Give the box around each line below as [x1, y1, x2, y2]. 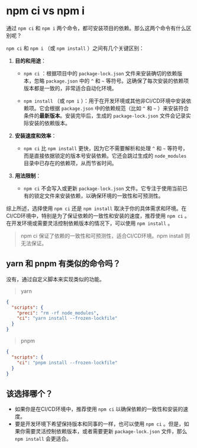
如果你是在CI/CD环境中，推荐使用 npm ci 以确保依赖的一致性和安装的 [14, 405, 183, 413]
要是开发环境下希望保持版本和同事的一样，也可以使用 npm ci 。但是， [14, 420, 185, 428]
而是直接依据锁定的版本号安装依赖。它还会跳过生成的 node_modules [23, 152, 187, 159]
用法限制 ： [14, 172, 41, 179]
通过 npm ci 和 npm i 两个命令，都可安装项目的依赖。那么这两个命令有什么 [6, 24, 186, 31]
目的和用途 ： [14, 57, 46, 64]
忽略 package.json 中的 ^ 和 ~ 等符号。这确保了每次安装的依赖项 [34, 77, 189, 84]
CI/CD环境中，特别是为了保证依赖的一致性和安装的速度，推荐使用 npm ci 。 [6, 212, 190, 219]
